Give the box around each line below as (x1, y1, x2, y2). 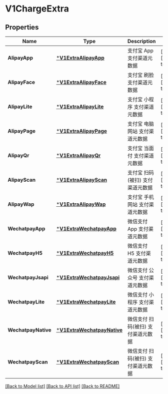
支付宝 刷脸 (127, 72, 154, 78)
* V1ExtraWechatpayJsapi (56, 274, 120, 281)
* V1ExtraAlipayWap (56, 201, 106, 208)
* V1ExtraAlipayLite (56, 103, 104, 110)
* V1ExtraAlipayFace (56, 79, 106, 86)
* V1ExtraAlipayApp (56, 55, 105, 61)
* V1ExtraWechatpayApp (56, 225, 116, 232)
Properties (5, 23, 39, 32)
